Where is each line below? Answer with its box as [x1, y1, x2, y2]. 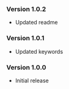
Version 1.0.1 [6, 34, 45, 43]
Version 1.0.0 [6, 63, 46, 71]
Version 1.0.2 [6, 5, 46, 13]
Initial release [15, 77, 49, 84]
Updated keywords [15, 48, 64, 55]
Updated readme [15, 19, 58, 26]
